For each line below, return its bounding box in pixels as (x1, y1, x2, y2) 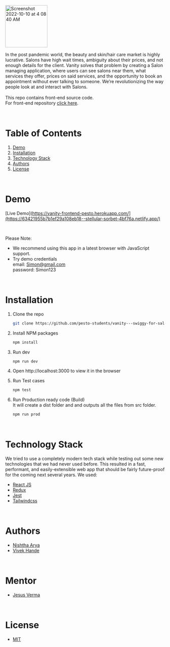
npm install (12, 340, 38, 345)
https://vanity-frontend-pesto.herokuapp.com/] (32, 210, 131, 216)
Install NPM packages (12, 330, 58, 336)
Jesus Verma (12, 592, 40, 598)
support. (12, 250, 31, 257)
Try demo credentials (12, 256, 57, 262)
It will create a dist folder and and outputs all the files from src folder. (12, 402, 156, 408)
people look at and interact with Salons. (5, 84, 88, 90)
